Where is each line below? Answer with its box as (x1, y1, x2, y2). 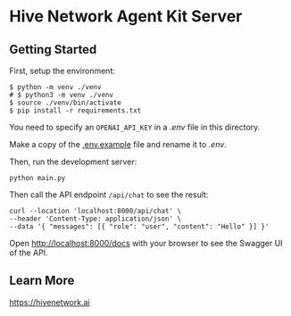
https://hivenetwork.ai (9, 296, 91, 307)
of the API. (9, 247, 48, 258)
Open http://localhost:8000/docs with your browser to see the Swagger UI (9, 238, 283, 248)
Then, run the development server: (9, 156, 137, 167)
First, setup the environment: (9, 65, 116, 76)
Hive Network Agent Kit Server (9, 6, 243, 27)
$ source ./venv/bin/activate (9, 98, 122, 107)
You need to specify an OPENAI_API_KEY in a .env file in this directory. (9, 122, 261, 132)
